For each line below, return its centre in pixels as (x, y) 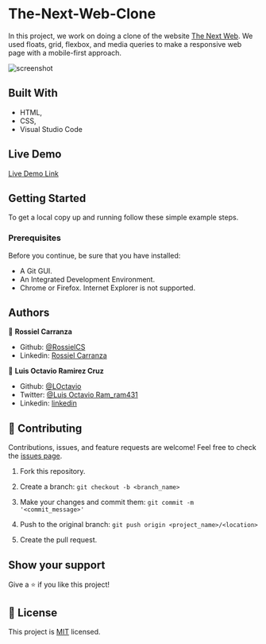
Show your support (57, 565)
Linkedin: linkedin (48, 403)
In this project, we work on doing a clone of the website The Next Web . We (131, 36)
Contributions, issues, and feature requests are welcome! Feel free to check (132, 448)
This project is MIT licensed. (54, 631)
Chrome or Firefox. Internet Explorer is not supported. (108, 288)
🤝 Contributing (45, 428)
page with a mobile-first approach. (65, 52)
